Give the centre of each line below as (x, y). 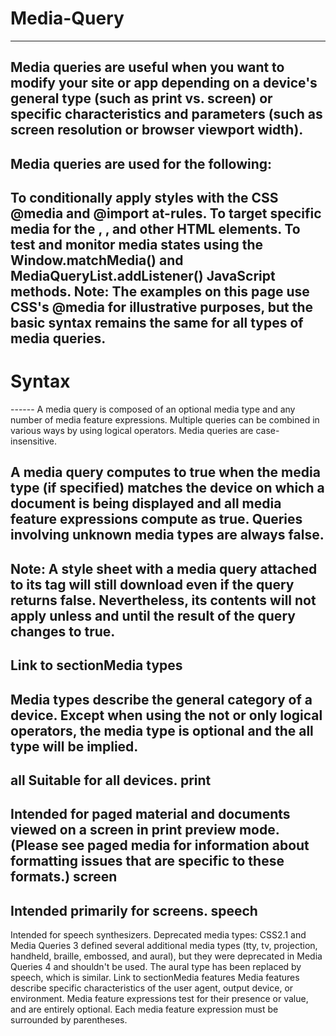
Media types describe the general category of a (161, 699)
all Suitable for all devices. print (111, 780)
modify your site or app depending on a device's (164, 83)
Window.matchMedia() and (97, 260)
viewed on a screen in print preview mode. (145, 830)
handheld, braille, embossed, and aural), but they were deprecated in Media (166, 956)
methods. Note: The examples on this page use (160, 292)
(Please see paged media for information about (160, 845)
